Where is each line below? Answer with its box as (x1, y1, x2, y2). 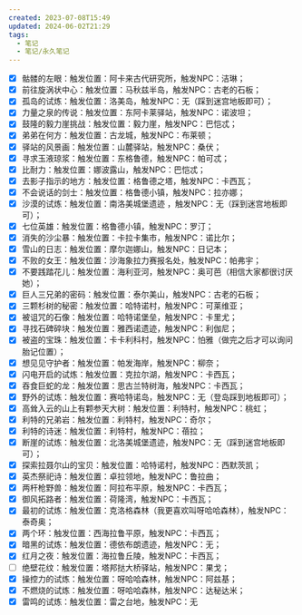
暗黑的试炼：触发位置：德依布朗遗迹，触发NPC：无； (21, 539, 222, 550)
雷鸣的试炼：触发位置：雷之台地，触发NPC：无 (21, 596, 199, 607)
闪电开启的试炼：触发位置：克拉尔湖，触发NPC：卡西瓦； (21, 368, 238, 379)
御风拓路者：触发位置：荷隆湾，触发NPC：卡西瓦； (21, 493, 214, 504)
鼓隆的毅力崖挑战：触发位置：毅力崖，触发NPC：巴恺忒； (21, 119, 238, 130)
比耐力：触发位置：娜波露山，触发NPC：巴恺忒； (21, 164, 206, 175)
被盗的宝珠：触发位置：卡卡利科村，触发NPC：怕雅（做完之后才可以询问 (21, 335, 294, 346)
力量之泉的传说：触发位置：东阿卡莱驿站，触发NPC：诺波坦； (21, 107, 254, 118)
